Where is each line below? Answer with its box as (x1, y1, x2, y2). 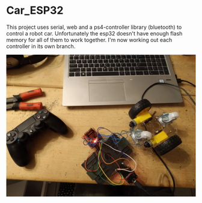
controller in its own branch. (6, 43, 76, 50)
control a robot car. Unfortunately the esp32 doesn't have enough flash (6, 29, 183, 37)
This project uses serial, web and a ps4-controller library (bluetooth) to (6, 23, 182, 31)
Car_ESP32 (6, 4, 64, 17)
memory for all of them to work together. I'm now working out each (6, 36, 173, 43)
